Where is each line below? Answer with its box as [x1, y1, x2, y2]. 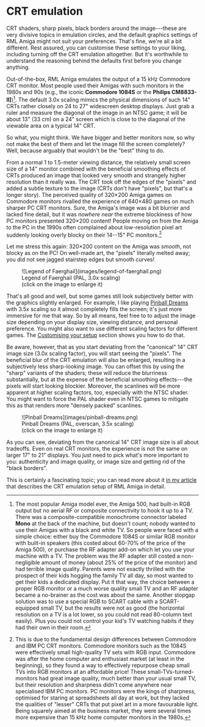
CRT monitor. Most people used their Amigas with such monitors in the [6, 81, 184, 89]
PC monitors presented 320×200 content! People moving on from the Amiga [6, 217, 199, 224]
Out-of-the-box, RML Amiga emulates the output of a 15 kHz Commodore [6, 75, 191, 83]
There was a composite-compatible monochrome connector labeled [15, 514, 187, 521]
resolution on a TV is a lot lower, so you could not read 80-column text [15, 611, 192, 618]
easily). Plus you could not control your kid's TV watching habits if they [15, 618, 194, 625]
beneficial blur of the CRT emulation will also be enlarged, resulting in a [6, 356, 185, 364]
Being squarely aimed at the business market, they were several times [15, 707, 192, 715]
